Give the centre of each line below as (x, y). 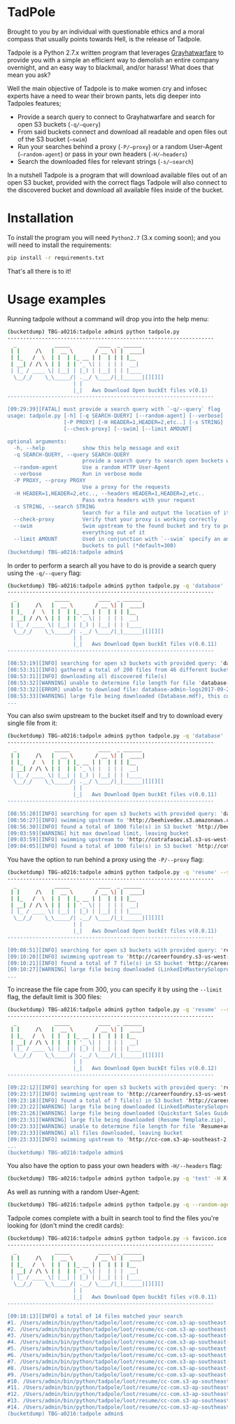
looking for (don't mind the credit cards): (66, 1226)
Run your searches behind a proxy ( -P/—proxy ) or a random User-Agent (120, 146)
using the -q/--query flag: (44, 573)
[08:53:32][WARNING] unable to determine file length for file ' (104, 683)
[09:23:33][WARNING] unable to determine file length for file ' (104, 1127)
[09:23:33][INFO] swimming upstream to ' (69, 1139)
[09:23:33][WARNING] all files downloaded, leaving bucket (95, 1133)
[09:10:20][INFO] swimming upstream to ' (69, 957)
